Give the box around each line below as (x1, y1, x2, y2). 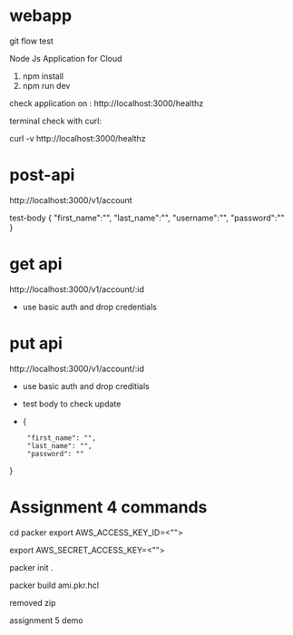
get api (9, 254, 63, 275)
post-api (9, 165, 75, 186)
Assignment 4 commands (9, 496, 208, 517)
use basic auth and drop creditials (22, 380, 150, 391)
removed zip (9, 597, 56, 608)
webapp (9, 5, 73, 26)
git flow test (9, 35, 54, 46)
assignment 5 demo (9, 614, 83, 626)
